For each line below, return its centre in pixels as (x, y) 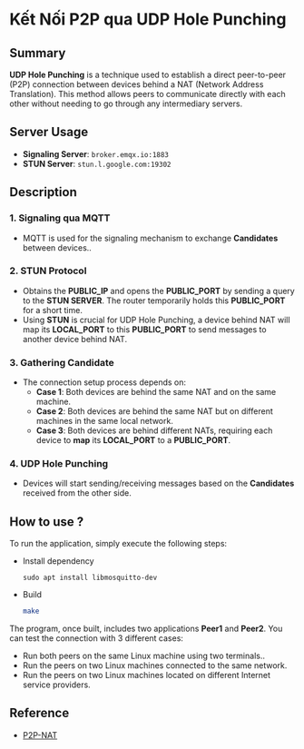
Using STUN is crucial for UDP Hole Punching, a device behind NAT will (156, 320)
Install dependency (58, 561)
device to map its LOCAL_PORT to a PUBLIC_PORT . (133, 440)
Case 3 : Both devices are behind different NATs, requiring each (154, 430)
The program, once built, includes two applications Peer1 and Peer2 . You (146, 629)
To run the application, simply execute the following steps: (118, 544)
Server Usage (49, 132)
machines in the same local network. (105, 421)
